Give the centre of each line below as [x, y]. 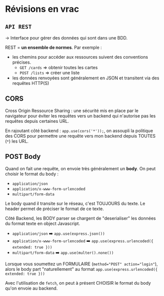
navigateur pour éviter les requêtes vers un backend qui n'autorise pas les [81, 116]
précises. [21, 62]
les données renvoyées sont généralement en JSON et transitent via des [86, 78]
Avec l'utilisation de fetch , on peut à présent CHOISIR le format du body [78, 283]
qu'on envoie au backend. [32, 288]
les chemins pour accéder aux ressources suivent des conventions [80, 57]
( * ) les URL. [17, 141]
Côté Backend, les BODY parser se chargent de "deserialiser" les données [81, 218]
